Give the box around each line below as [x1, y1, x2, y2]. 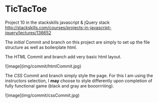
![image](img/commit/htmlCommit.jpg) [5, 63, 81, 69]
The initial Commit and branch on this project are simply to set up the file [5, 39, 150, 45]
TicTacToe [5, 3, 47, 15]
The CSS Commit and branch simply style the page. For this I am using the [5, 72, 153, 78]
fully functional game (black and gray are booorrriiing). [5, 83, 115, 88]
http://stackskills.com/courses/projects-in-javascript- [5, 24, 112, 30]
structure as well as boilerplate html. [5, 44, 77, 50]
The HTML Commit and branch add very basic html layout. [5, 53, 122, 59]
